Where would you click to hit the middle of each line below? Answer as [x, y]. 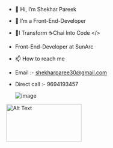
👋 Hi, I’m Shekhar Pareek [46, 9]
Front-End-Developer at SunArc [54, 47]
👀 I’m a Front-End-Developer [50, 21]
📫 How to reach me [40, 59]
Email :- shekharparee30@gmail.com [61, 73]
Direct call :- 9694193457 [47, 84]
